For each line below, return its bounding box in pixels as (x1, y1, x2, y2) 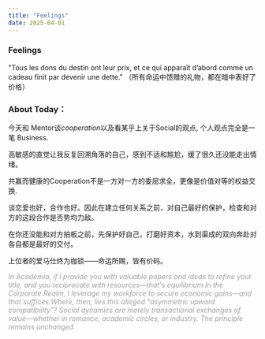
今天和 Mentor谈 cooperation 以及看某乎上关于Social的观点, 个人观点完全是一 (8, 123, 256, 132)
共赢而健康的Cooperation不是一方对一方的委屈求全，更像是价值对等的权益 (8, 177, 249, 186)
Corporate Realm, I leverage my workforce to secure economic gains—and (8, 289, 252, 298)
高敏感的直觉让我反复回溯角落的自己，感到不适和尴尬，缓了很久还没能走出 (8, 150, 250, 159)
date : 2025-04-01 (8, 19, 65, 27)
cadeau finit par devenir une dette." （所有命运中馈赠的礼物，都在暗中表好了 (8, 72, 256, 81)
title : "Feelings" (8, 11, 69, 20)
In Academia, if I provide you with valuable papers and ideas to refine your (8, 272, 252, 281)
